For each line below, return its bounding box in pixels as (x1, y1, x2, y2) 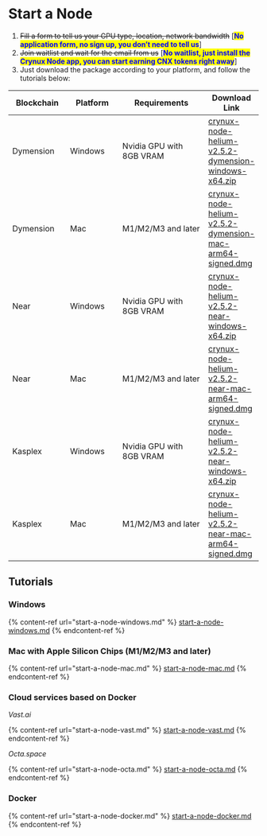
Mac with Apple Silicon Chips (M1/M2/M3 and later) (8, 645, 211, 656)
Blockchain (15, 97, 60, 108)
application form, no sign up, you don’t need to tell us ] (19, 39, 203, 49)
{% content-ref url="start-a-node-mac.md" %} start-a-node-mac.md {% (8, 663, 247, 673)
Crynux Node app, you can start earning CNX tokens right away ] (19, 56, 238, 66)
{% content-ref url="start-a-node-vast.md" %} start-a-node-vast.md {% (8, 725, 246, 735)
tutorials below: (19, 73, 71, 83)
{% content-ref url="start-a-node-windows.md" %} (8, 617, 177, 627)
